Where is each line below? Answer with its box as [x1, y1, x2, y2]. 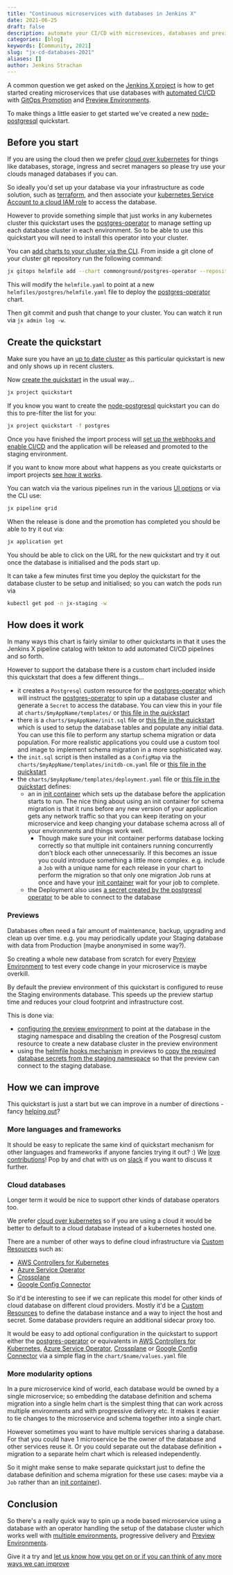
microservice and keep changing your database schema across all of [27, 819, 225, 827]
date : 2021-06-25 [7, 17, 58, 24]
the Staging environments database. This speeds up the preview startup [7, 990, 214, 998]
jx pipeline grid [7, 504, 58, 511]
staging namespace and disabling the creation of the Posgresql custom [17, 1032, 221, 1040]
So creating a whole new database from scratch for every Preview [7, 955, 196, 963]
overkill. [7, 969, 30, 978]
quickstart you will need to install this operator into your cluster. [7, 233, 189, 242]
